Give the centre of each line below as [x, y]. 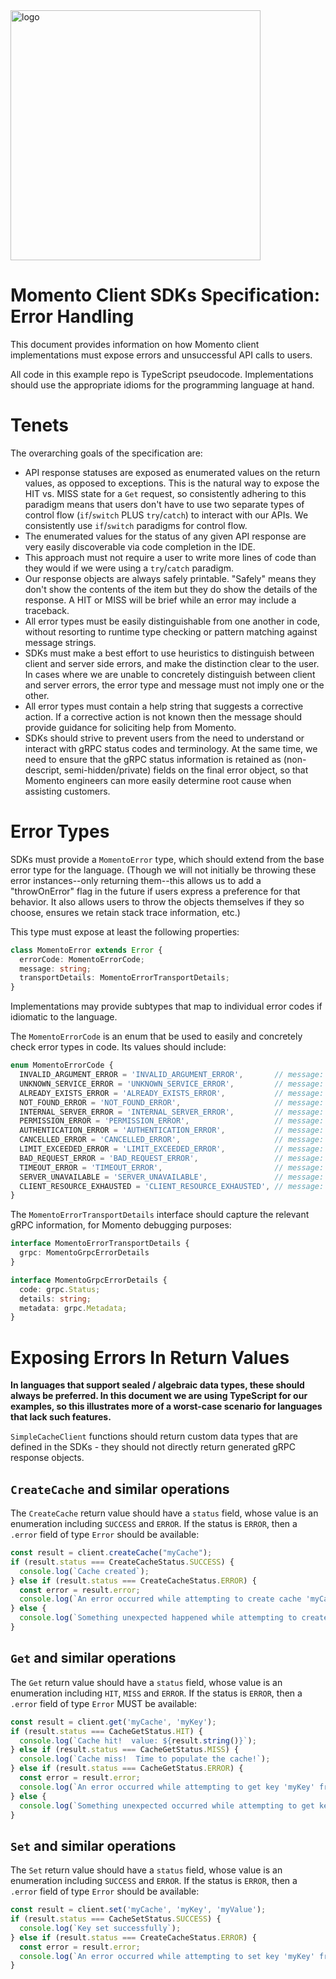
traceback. [47, 610]
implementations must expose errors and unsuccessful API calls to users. [161, 355]
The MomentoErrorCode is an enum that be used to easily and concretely [156, 1036]
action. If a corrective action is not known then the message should [163, 716]
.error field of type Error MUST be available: [103, 1703]
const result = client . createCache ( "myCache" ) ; [111, 1553]
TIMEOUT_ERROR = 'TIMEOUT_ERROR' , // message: [172, 1167]
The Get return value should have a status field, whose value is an [146, 1682]
